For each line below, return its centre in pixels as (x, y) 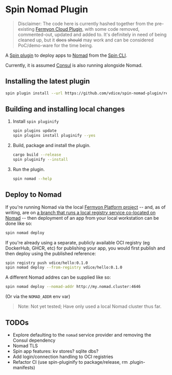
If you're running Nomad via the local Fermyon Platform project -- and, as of (85, 207)
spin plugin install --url (34, 93)
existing (26, 29)
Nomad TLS (25, 346)
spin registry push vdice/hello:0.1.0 (47, 263)
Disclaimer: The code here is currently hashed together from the (85, 24)
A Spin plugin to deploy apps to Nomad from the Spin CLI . (66, 55)
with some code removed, (112, 29)
